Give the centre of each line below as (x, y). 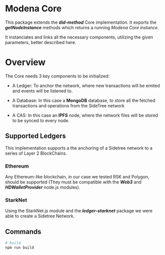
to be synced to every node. (41, 120)
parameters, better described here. (41, 42)
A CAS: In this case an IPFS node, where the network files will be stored (85, 115)
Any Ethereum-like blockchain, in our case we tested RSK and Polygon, (77, 176)
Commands (23, 232)
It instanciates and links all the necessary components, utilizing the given (79, 37)
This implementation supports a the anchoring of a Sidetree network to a (79, 148)
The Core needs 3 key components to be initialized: (57, 76)
